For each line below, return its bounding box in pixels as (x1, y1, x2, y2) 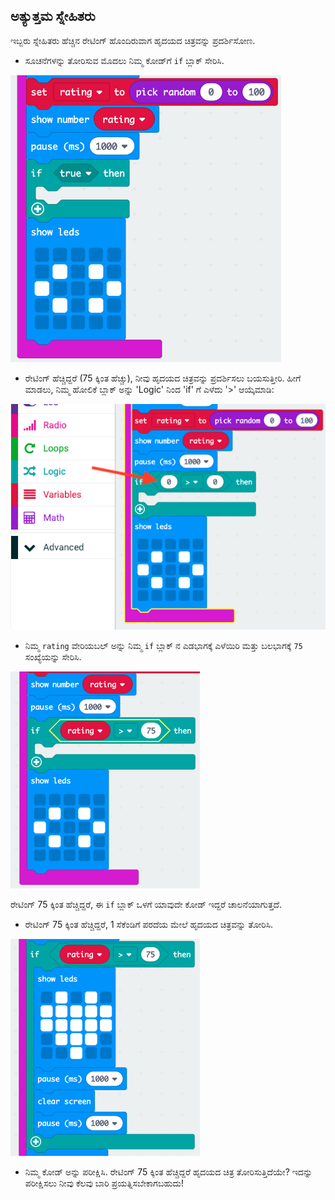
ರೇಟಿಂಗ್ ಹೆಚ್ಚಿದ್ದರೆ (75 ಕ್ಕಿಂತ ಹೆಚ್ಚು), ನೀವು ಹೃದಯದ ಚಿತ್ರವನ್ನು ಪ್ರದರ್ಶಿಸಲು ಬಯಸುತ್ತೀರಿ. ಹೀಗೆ (24, 372, 302, 384)
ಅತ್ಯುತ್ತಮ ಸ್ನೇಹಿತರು (10, 8, 96, 25)
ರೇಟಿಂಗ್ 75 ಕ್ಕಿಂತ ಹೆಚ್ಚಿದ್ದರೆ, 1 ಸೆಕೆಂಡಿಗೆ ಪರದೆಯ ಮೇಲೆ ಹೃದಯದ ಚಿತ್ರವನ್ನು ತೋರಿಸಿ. (24, 919, 274, 931)
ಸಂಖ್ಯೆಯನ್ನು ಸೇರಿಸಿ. (24, 651, 82, 663)
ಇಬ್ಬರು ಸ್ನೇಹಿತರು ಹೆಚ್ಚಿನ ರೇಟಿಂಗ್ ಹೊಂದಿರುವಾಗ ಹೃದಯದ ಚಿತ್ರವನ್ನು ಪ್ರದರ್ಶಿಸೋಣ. (10, 34, 256, 46)
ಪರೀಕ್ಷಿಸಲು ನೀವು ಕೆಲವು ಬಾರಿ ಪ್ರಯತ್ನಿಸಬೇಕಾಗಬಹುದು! (24, 1177, 185, 1189)
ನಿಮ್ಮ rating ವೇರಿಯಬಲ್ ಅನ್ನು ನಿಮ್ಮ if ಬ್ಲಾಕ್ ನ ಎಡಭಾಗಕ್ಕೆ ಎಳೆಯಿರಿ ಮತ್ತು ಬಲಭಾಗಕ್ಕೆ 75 (24, 640, 303, 652)
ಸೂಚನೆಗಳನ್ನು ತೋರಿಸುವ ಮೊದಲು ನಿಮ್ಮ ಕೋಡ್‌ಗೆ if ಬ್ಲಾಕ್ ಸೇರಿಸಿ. (24, 54, 225, 66)
